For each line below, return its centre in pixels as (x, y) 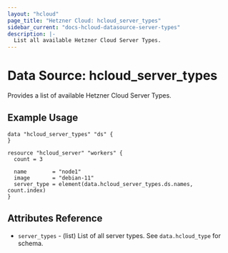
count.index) (27, 190)
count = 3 (28, 159)
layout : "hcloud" (33, 14)
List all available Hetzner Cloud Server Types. (88, 41)
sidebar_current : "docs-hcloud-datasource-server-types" (94, 27)
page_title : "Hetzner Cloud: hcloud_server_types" (84, 21)
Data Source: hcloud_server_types (113, 76)
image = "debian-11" (54, 178)
